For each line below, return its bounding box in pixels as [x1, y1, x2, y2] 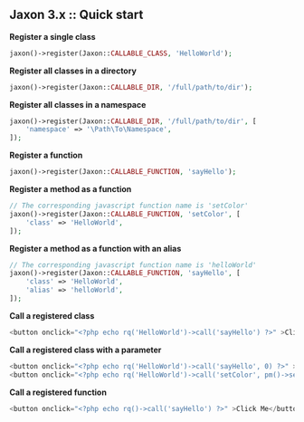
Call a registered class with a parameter [9, 344, 162, 355]
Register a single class [9, 31, 97, 42]
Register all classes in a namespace [9, 99, 147, 110]
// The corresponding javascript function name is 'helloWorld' [9, 260, 257, 270]
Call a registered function [9, 387, 107, 398]
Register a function [9, 149, 83, 161]
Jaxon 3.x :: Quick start [9, 7, 144, 23]
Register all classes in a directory [9, 65, 138, 76]
